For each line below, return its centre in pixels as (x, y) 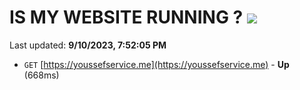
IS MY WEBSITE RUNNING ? (126, 17)
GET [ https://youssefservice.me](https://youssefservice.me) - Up (156, 64)
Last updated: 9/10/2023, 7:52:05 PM (88, 45)
